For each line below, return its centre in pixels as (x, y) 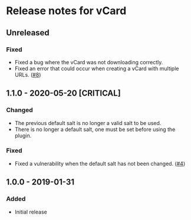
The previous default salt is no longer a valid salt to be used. (88, 123)
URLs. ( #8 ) (28, 74)
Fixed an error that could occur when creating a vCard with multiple (97, 68)
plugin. (23, 135)
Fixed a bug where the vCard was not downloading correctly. (89, 62)
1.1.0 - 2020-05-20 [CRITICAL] (63, 93)
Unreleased (28, 33)
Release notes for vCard (66, 11)
